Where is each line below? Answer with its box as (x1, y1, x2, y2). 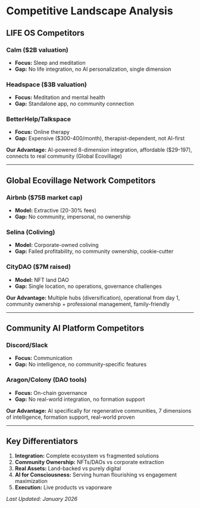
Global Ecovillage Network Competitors (6, 175, 156, 186)
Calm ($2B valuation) (6, 46, 68, 54)
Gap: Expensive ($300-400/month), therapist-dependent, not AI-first (14, 135, 185, 142)
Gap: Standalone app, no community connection (14, 100, 135, 108)
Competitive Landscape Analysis (6, 4, 174, 18)
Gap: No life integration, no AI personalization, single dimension (14, 65, 171, 73)
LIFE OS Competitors (6, 28, 85, 38)
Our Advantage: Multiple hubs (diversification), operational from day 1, (6, 294, 180, 301)
